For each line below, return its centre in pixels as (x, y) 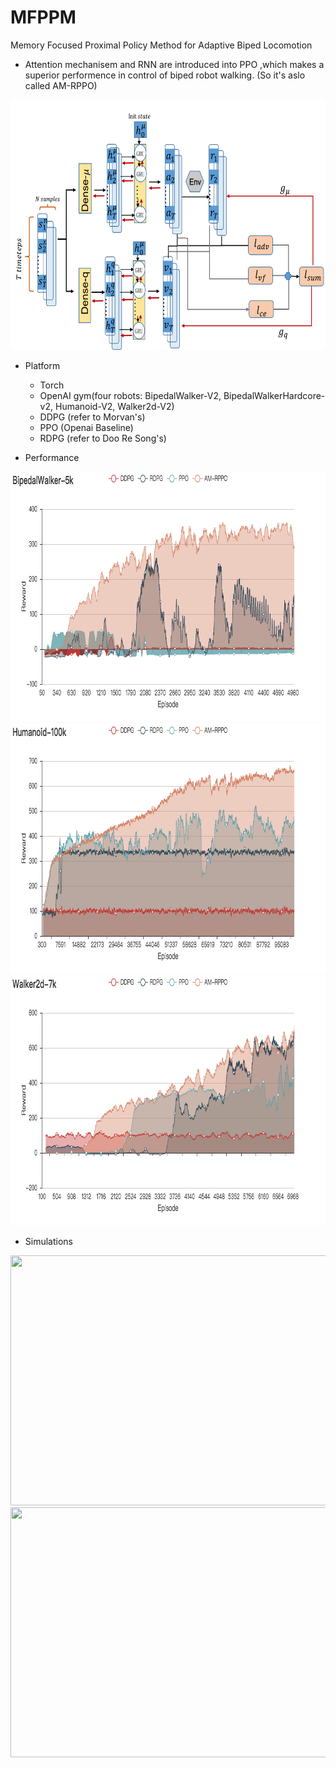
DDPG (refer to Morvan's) (92, 417)
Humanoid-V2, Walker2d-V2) (114, 406)
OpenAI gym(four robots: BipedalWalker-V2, (130, 395)
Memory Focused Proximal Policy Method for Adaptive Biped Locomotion (161, 45)
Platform (42, 365)
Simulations (48, 1241)
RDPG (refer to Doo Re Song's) (103, 438)
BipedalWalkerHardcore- (274, 395)
